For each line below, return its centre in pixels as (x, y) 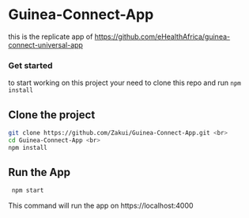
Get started (30, 65)
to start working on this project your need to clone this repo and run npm (124, 83)
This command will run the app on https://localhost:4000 (101, 206)
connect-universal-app (45, 44)
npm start (28, 191)
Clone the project (52, 115)
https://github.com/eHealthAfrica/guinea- (162, 36)
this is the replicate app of (51, 36)
